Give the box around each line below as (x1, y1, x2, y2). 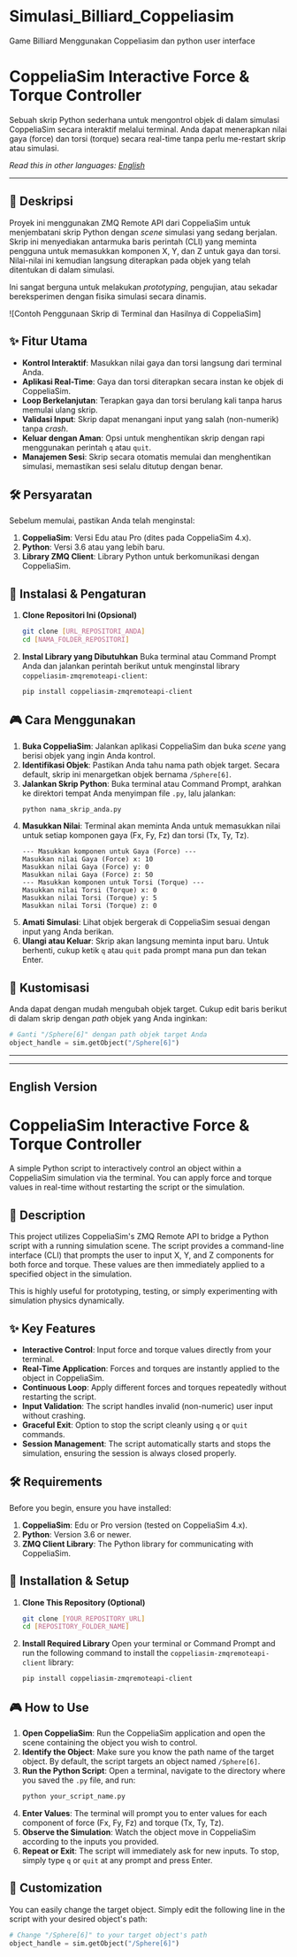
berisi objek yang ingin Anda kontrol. (21, 750, 156, 760)
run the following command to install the (21, 1648, 169, 1659)
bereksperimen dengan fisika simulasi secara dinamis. (9, 290, 207, 302)
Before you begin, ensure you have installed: (9, 1502, 171, 1513)
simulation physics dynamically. (9, 1295, 126, 1306)
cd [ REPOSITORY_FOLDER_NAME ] (21, 1622, 130, 1631)
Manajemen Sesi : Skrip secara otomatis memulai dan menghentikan (21, 451, 271, 462)
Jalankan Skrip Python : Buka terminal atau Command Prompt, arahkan (21, 778, 282, 789)
